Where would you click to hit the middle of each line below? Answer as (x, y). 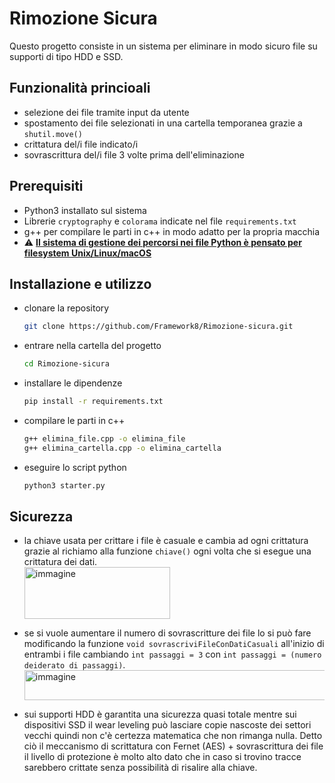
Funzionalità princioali (80, 88)
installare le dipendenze (73, 383)
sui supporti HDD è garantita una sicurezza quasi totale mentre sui (160, 714)
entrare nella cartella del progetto (92, 346)
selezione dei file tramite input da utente (106, 112)
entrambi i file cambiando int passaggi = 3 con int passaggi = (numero (172, 654)
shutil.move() (53, 134)
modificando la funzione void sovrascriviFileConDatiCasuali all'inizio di (174, 644)
